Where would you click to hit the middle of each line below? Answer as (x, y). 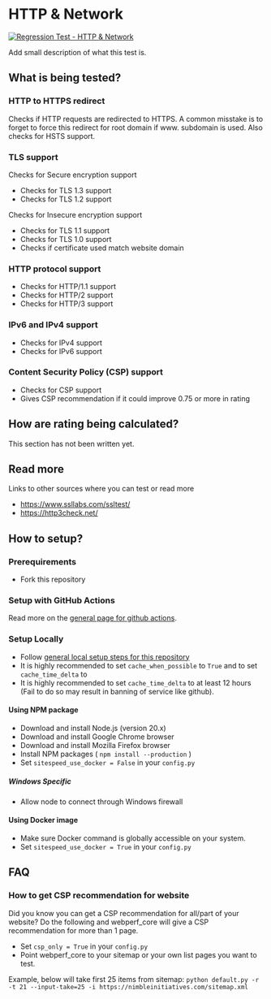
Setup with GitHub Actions (62, 600)
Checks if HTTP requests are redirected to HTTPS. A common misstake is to (136, 119)
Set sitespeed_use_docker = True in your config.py (106, 847)
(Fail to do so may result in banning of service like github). (117, 691)
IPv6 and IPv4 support (54, 325)
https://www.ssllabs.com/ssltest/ (75, 504)
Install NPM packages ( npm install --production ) (106, 754)
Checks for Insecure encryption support (75, 214)
